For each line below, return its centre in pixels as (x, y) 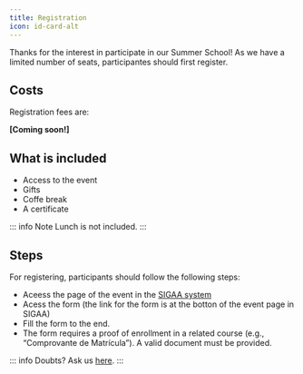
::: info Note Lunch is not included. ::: (78, 227)
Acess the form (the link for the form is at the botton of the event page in (158, 304)
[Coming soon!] (39, 130)
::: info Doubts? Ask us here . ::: (67, 360)
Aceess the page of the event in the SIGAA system (117, 294)
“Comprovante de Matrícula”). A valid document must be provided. (147, 342)
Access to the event (60, 180)
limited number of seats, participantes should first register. (119, 62)
